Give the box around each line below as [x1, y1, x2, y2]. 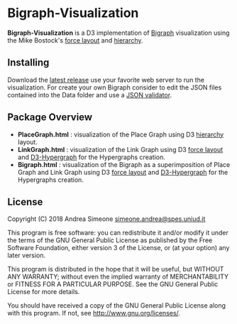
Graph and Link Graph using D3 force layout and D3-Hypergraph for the [17, 168, 228, 176]
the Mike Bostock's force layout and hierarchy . [7, 36, 143, 44]
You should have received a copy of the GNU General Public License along [7, 301, 226, 310]
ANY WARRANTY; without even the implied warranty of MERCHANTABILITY [7, 272, 229, 281]
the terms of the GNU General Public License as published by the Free [7, 236, 213, 244]
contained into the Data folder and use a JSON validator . [7, 90, 172, 99]
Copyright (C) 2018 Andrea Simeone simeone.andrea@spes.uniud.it [7, 215, 206, 223]
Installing [7, 57, 50, 69]
